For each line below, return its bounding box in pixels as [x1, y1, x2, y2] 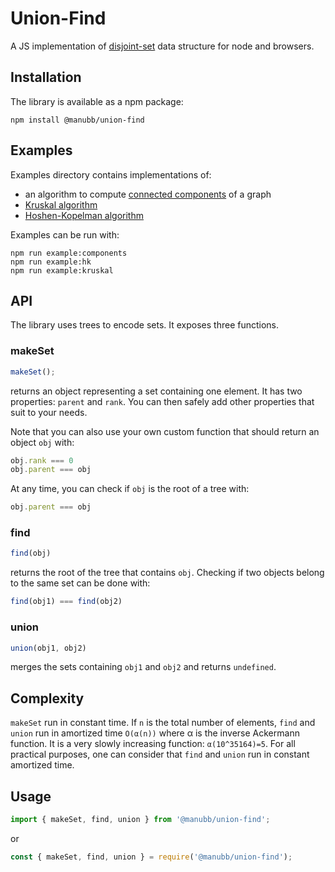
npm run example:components [10, 248, 128, 258]
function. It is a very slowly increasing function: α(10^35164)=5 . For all [10, 738, 296, 750]
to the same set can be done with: [10, 577, 151, 589]
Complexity [10, 690, 85, 707]
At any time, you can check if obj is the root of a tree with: [10, 483, 250, 495]
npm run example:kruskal [10, 265, 114, 276]
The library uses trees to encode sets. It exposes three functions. [10, 319, 280, 331]
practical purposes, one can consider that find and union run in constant [10, 748, 310, 761]
